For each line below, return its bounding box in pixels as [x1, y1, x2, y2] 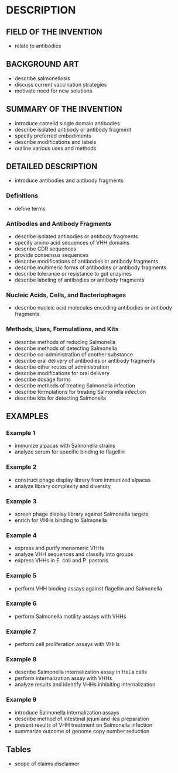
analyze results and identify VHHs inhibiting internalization [14, 681, 156, 688]
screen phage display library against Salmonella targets [14, 510, 149, 517]
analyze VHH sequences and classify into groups [14, 551, 133, 558]
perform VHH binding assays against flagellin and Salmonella [14, 585, 162, 592]
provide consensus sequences [14, 252, 89, 259]
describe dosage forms [14, 376, 71, 383]
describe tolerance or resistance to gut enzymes [14, 270, 132, 277]
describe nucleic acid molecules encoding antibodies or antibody [14, 304, 173, 311]
